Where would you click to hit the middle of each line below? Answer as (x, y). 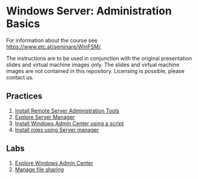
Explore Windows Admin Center (54, 163)
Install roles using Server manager (57, 129)
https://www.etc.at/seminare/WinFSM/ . (54, 47)
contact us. (20, 77)
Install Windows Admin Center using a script (69, 123)
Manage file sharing (39, 169)
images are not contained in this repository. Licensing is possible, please (95, 71)
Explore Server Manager (45, 117)
